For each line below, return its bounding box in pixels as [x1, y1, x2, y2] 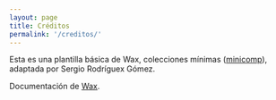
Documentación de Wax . [9, 81, 100, 92]
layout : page [9, 12, 58, 22]
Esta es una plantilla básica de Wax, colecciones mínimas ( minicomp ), [9, 54, 268, 65]
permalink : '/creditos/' [9, 29, 102, 38]
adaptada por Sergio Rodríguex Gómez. [9, 63, 156, 74]
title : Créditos [9, 21, 70, 30]
